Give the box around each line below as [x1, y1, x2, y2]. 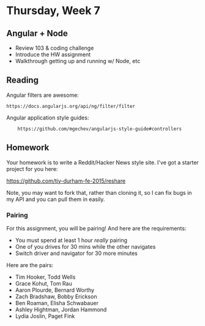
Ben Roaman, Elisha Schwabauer [15, 299, 99, 306]
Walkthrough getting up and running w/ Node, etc [15, 58, 141, 64]
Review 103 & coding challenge [15, 44, 94, 51]
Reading [6, 75, 39, 86]
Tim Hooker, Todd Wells [15, 273, 76, 281]
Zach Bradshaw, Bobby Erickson [15, 292, 97, 300]
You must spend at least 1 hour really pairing [15, 237, 127, 244]
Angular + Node [6, 28, 69, 39]
